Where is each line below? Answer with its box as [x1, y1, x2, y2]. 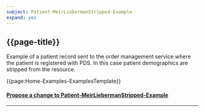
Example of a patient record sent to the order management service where [6, 53, 191, 61]
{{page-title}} [6, 37, 60, 47]
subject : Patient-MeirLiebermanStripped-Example [6, 8, 132, 15]
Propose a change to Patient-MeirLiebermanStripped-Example [6, 91, 169, 99]
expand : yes [6, 15, 37, 21]
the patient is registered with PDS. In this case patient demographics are [6, 59, 188, 67]
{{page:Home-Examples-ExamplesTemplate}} [6, 77, 121, 85]
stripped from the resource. [6, 66, 76, 73]
